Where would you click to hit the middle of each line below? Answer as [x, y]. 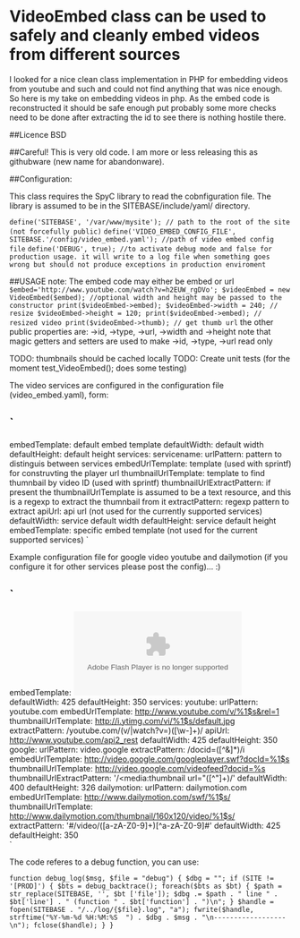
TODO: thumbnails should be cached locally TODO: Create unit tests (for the [150, 358]
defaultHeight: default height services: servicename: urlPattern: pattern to [146, 454]
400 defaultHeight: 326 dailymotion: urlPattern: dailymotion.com [129, 787]
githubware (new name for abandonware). [87, 161]
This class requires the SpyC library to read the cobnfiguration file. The [140, 196]
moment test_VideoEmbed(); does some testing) [98, 368]
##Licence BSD [38, 134]
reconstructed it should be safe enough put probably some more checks [143, 107]
